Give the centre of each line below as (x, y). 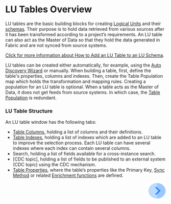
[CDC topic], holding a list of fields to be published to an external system (89, 159)
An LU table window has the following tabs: (51, 122)
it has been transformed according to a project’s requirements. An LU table (84, 34)
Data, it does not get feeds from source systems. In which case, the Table (83, 92)
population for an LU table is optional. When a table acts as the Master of (82, 87)
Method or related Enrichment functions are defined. (68, 175)
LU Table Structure (29, 111)
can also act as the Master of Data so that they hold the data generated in (83, 40)
